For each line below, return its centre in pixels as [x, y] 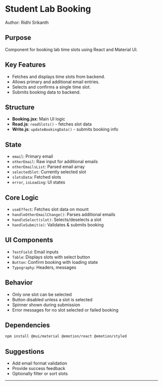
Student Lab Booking [48, 9]
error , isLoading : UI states [39, 182]
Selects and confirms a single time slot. [51, 87]
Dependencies [27, 325]
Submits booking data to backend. [46, 92]
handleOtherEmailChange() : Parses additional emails [64, 214]
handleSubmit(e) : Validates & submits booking [58, 225]
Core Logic [22, 197]
